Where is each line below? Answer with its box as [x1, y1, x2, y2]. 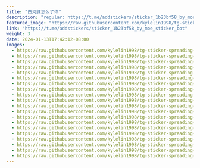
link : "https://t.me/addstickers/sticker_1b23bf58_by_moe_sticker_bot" [6, 25, 187, 32]
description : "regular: [6, 14, 65, 20]
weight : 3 [6, 31, 31, 37]
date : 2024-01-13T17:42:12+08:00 [6, 36, 89, 42]
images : [6, 42, 26, 48]
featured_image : [6, 20, 46, 26]
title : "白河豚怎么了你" [6, 8, 61, 15]
